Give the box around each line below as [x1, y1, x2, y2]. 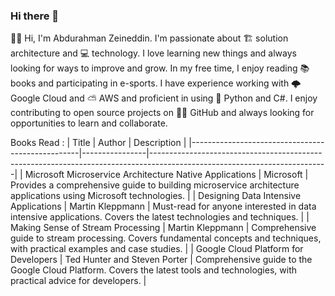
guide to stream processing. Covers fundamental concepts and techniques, [10, 232, 322, 244]
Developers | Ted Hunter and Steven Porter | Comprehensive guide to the [10, 254, 313, 266]
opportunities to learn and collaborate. [10, 117, 168, 129]
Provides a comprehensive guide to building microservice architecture [10, 179, 300, 191]
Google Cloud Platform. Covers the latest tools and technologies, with [10, 264, 297, 276]
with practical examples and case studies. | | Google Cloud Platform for [10, 243, 304, 255]
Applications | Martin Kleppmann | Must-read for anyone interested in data [10, 200, 317, 213]
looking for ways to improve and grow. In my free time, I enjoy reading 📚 [10, 62, 310, 74]
